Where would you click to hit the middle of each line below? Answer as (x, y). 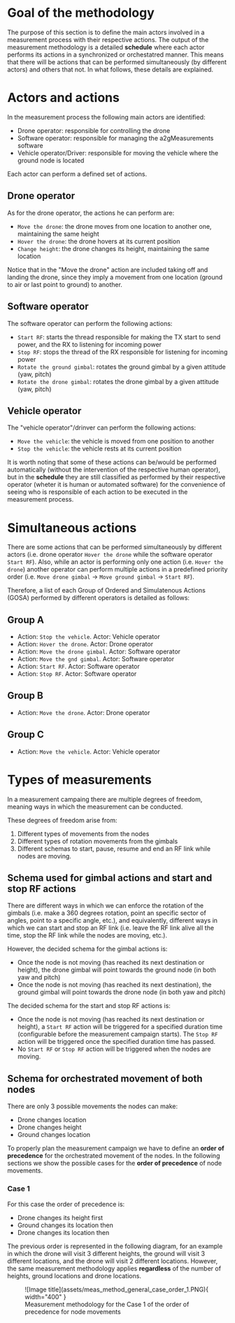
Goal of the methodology (81, 13)
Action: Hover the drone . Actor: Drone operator (85, 644)
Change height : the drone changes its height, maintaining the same (113, 248)
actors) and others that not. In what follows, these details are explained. (111, 69)
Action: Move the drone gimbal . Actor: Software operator (99, 651)
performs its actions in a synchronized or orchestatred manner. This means (115, 55)
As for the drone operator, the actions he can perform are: (91, 213)
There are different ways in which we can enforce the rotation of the (106, 906)
